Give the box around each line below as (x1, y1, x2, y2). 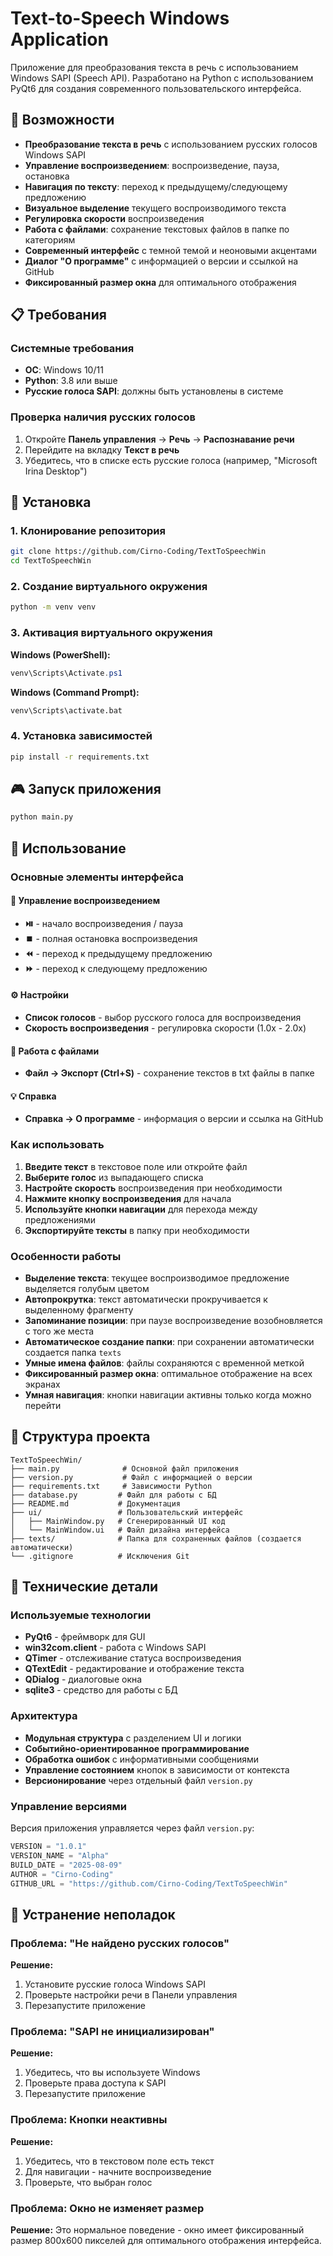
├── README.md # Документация (10, 1498, 182, 1509)
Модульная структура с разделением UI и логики (24, 1732, 242, 1744)
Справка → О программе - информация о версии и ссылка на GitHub (24, 1113, 324, 1125)
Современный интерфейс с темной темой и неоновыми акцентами (24, 244, 318, 256)
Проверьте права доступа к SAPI (24, 2077, 167, 2089)
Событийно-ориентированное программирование (24, 1742, 250, 1754)
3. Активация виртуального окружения (10, 626, 213, 640)
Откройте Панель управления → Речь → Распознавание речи (24, 433, 295, 445)
